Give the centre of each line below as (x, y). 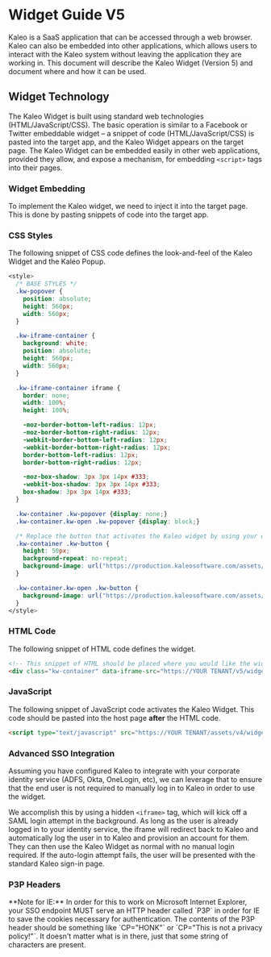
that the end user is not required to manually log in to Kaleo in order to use (132, 788)
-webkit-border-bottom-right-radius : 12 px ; (97, 447)
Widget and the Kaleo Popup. (57, 262)
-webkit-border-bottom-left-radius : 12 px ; (95, 440)
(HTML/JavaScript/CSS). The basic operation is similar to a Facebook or (128, 125)
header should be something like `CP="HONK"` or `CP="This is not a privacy (135, 928)
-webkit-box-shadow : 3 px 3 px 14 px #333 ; (92, 485)
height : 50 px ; (46, 551)
